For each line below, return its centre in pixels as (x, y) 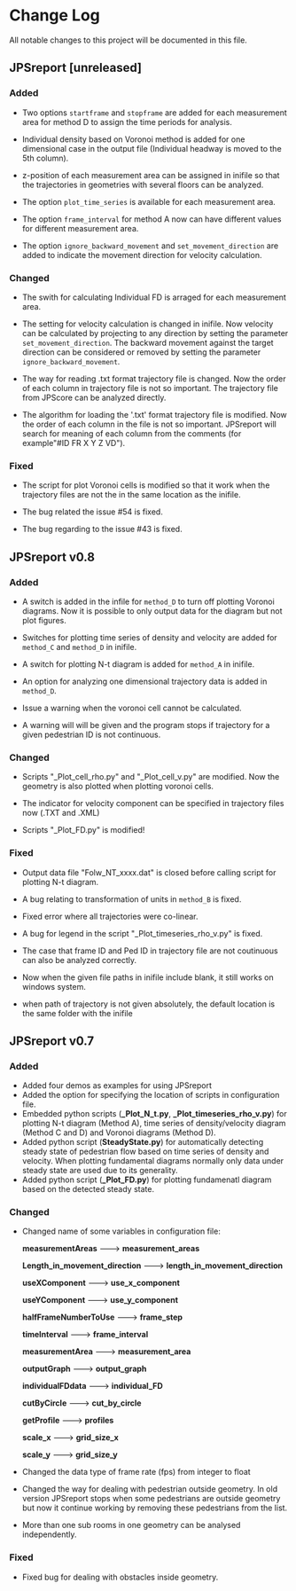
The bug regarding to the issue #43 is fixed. (102, 529)
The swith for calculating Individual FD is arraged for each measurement (154, 297)
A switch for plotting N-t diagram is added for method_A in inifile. (138, 664)
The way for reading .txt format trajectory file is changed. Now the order (154, 379)
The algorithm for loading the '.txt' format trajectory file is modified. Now (154, 414)
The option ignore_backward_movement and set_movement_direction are (150, 246)
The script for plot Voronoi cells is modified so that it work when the (146, 485)
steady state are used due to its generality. (100, 1171)
